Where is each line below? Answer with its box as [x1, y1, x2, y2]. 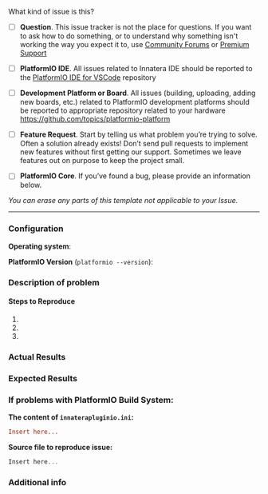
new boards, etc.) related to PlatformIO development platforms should [19, 98, 250, 107]
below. [19, 180, 42, 190]
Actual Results [8, 351, 66, 362]
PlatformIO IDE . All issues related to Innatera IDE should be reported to [19, 64, 253, 74]
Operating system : [8, 241, 72, 251]
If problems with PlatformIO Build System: [8, 394, 174, 405]
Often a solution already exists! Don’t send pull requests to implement [19, 139, 249, 149]
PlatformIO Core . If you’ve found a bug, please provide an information [19, 171, 251, 181]
